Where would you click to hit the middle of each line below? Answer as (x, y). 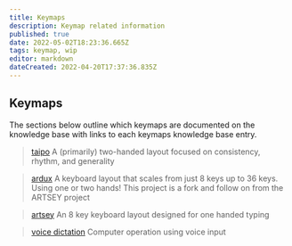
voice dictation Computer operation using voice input (129, 232)
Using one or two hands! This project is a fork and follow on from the (157, 187)
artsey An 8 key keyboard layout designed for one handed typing (150, 214)
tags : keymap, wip (43, 51)
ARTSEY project (61, 197)
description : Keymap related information (87, 26)
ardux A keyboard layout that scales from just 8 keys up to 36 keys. (154, 178)
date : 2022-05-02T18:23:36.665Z (69, 42)
